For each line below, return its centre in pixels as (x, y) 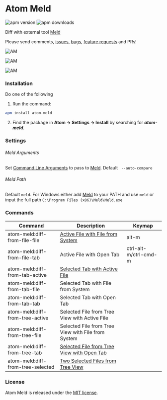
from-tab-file (24, 289)
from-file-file (24, 240)
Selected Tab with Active (89, 269)
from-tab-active (27, 275)
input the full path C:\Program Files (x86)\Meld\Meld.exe (64, 200)
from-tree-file (25, 335)
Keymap (143, 226)
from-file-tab (24, 257)
